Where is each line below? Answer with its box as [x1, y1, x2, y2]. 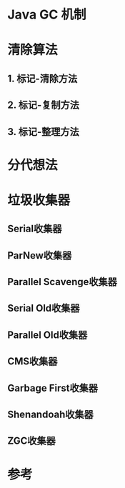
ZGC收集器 [7, 435, 56, 447]
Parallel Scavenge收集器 [7, 276, 118, 288]
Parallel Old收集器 [7, 329, 88, 341]
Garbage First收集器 [7, 382, 99, 394]
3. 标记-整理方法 [7, 126, 80, 138]
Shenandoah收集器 [7, 409, 94, 421]
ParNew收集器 [7, 249, 72, 262]
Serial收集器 [7, 223, 62, 235]
